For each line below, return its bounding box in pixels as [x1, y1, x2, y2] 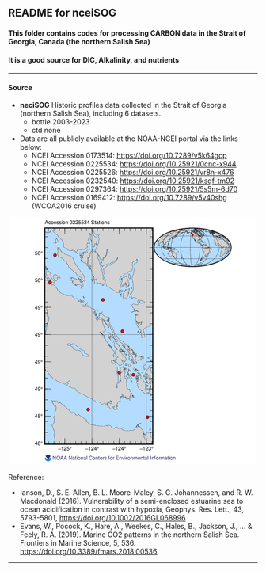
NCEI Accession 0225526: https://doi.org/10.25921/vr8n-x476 [31, 168, 235, 177]
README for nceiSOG [8, 6, 117, 20]
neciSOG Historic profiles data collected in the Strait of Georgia [19, 101, 227, 110]
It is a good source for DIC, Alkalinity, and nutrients [8, 55, 180, 64]
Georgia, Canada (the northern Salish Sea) [8, 36, 150, 46]
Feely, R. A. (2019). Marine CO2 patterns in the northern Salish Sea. [19, 530, 240, 539]
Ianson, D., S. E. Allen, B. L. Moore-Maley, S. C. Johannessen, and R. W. [19, 488, 253, 497]
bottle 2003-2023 [31, 117, 90, 127]
